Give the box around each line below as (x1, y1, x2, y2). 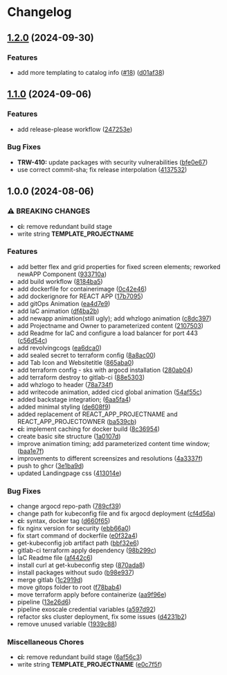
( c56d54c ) (17, 336, 48, 344)
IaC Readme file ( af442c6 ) (17, 554, 93, 562)
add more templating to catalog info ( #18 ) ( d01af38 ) (17, 68, 165, 76)
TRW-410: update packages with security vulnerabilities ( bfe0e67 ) (17, 157, 208, 166)
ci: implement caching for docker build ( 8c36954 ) (17, 425, 161, 433)
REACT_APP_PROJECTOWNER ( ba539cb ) (17, 417, 137, 425)
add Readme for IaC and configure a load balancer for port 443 (17, 329, 199, 337)
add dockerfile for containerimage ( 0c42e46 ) (17, 284, 147, 293)
